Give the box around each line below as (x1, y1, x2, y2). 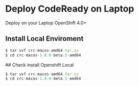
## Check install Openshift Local (5, 62, 74, 68)
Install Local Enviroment (5, 34, 84, 43)
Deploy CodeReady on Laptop (5, 3, 134, 15)
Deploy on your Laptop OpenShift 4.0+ (5, 20, 87, 26)
